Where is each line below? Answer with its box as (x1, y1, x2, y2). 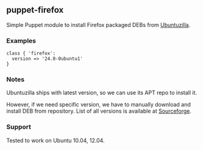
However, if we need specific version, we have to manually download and (6, 101, 191, 108)
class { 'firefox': (6, 50, 56, 57)
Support (6, 122, 32, 131)
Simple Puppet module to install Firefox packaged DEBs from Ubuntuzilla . (6, 21, 191, 28)
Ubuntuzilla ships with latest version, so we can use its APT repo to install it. (6, 89, 197, 97)
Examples (6, 36, 37, 45)
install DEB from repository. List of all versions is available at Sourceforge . (6, 107, 192, 115)
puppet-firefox (6, 5, 64, 15)
